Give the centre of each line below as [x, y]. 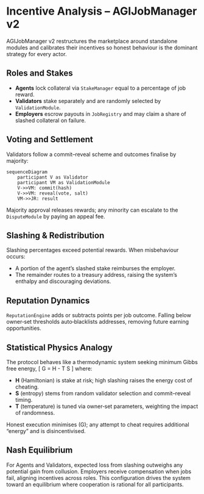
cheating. [27, 387]
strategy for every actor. [37, 54]
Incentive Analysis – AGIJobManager [102, 11]
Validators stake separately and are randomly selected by [88, 101]
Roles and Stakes [40, 73]
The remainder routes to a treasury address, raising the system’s [96, 275]
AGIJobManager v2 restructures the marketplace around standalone [92, 41]
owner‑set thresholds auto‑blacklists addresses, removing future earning [98, 322]
